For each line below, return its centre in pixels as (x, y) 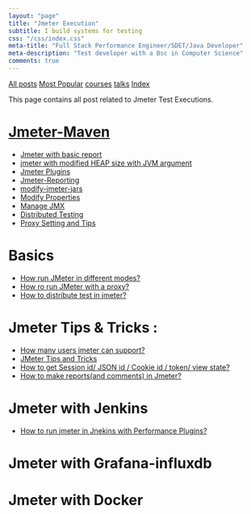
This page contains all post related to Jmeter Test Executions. (111, 99)
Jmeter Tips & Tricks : (83, 327)
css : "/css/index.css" (46, 38)
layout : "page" (34, 16)
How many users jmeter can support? (82, 350)
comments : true (34, 61)
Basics (31, 256)
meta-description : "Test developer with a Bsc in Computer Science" (126, 53)
